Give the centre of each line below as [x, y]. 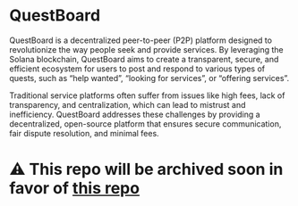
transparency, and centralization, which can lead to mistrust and [128, 104]
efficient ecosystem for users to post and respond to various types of [137, 69]
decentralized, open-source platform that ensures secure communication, [145, 124]
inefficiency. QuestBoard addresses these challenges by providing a [135, 114]
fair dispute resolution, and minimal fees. [84, 133]
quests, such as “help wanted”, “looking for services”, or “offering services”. [149, 78]
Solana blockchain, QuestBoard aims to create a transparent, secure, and [144, 59]
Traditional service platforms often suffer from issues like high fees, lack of [147, 95]
